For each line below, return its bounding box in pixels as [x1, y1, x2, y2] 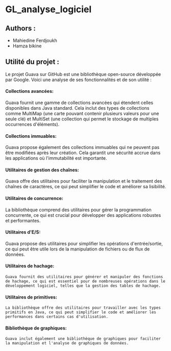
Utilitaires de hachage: [5, 263, 55, 269]
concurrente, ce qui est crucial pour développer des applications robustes [5, 212, 161, 218]
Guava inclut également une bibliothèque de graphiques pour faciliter [5, 336, 161, 341]
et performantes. [5, 217, 41, 223]
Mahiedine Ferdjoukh [12, 37, 57, 43]
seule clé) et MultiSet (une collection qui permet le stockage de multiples [5, 116, 159, 122]
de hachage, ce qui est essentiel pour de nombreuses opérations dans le [5, 279, 166, 284]
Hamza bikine [12, 43, 42, 49]
